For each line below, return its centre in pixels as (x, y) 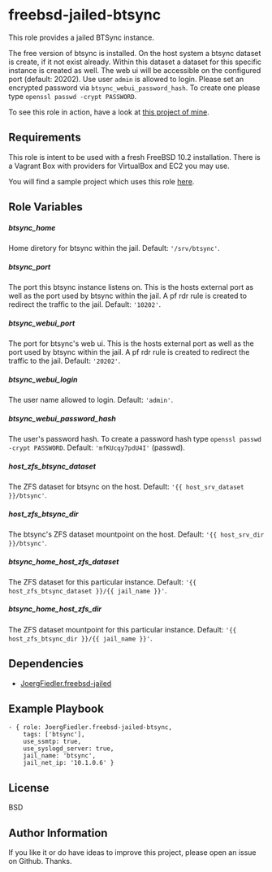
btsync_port (30, 266)
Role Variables (45, 207)
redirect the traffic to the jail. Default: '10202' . (85, 304)
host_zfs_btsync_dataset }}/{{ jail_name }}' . (88, 590)
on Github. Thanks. (40, 861)
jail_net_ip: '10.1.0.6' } (69, 763)
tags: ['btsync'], (54, 735)
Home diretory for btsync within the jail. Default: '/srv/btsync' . (114, 248)
